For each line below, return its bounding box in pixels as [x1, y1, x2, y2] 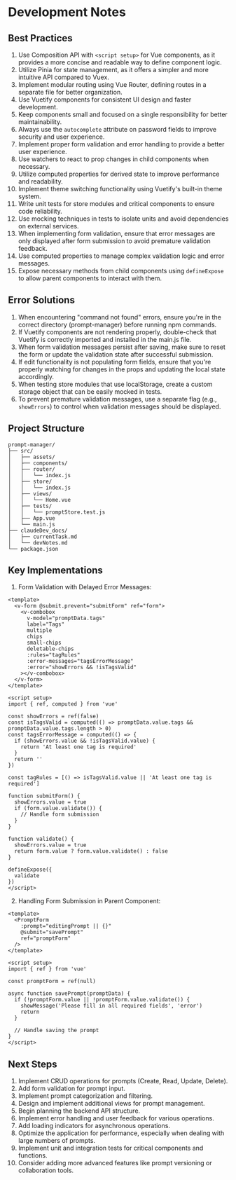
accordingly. [18, 372, 55, 380]
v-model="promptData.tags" [26, 615, 106, 622]
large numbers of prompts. [18, 1137, 96, 1145]
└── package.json [8, 545, 59, 552]
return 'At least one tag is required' [20, 743, 137, 750]
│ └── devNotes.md [8, 539, 69, 547]
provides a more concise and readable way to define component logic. [18, 58, 223, 67]
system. [18, 192, 41, 200]
